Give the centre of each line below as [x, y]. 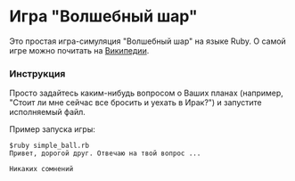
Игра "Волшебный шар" [103, 16]
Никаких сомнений [41, 169]
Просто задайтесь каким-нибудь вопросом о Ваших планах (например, [146, 93]
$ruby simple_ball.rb [49, 146]
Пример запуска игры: [53, 129]
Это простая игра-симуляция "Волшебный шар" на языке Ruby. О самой [148, 41]
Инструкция [37, 73]
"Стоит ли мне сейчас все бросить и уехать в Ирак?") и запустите [135, 103]
